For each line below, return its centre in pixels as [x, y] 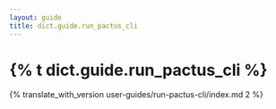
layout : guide [36, 17]
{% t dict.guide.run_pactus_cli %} [138, 70]
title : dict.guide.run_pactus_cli [74, 26]
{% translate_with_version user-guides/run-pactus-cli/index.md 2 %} [137, 95]
